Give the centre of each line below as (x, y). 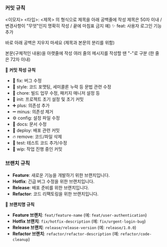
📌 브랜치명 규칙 (20, 204)
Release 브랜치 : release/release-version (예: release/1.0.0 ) (74, 227)
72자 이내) (20, 60)
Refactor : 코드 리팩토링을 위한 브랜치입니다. (55, 194)
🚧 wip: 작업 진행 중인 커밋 (37, 149)
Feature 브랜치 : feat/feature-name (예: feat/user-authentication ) (80, 215)
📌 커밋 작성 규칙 (20, 70)
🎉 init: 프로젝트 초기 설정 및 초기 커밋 (48, 99)
